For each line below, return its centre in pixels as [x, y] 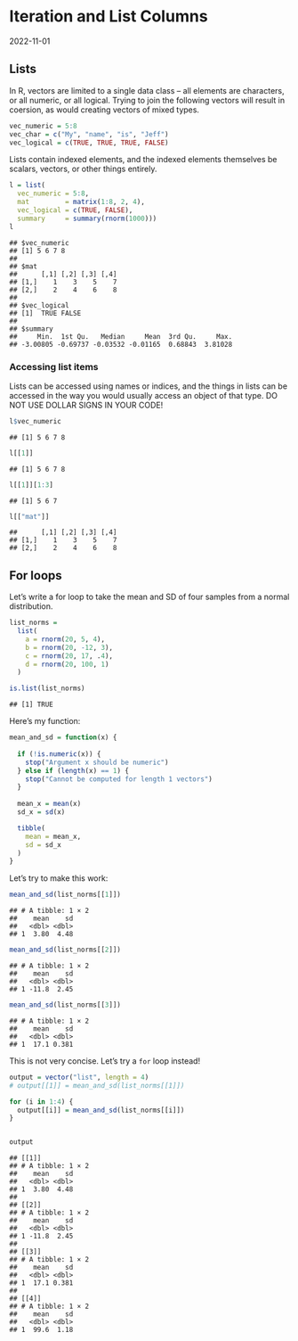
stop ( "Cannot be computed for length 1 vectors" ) [119, 779]
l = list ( [28, 185]
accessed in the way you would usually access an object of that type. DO [144, 395]
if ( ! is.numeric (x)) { [59, 754]
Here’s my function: [45, 721]
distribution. [31, 606]
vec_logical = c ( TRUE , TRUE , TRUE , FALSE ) [89, 143]
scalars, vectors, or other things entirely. [83, 169]
